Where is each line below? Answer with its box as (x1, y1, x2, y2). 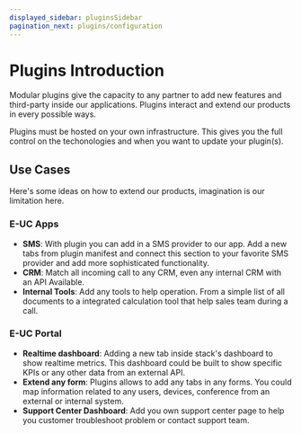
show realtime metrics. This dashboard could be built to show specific (22, 357, 283, 368)
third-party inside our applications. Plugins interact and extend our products (9, 100, 291, 111)
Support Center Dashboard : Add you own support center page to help (22, 405, 285, 416)
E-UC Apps (9, 217, 59, 230)
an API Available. (22, 276, 85, 288)
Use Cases (9, 162, 71, 177)
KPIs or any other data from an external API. (22, 367, 186, 377)
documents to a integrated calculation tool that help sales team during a (22, 296, 289, 306)
